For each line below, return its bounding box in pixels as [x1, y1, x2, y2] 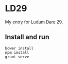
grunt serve [5, 54, 29, 59]
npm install [5, 50, 29, 55]
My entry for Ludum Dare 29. [5, 19, 63, 25]
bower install [5, 46, 34, 51]
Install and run [5, 33, 50, 41]
